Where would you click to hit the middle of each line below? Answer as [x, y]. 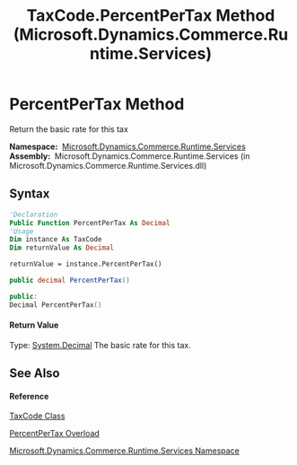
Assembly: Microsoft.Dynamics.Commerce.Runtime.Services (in [130, 156]
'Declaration [34, 215]
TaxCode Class [37, 416]
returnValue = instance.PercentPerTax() [86, 264]
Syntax [30, 194]
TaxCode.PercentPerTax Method [151, 16]
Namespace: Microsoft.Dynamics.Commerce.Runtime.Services [128, 146]
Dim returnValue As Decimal [62, 248]
